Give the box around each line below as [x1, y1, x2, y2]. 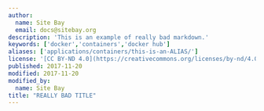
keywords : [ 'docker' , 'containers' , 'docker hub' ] [8, 41, 170, 48]
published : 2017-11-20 [8, 63, 82, 70]
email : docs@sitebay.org [15, 26, 97, 34]
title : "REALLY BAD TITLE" [8, 91, 97, 99]
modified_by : [8, 77, 51, 84]
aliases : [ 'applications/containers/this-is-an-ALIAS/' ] [8, 48, 199, 55]
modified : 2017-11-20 [8, 70, 79, 77]
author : [8, 11, 34, 20]
